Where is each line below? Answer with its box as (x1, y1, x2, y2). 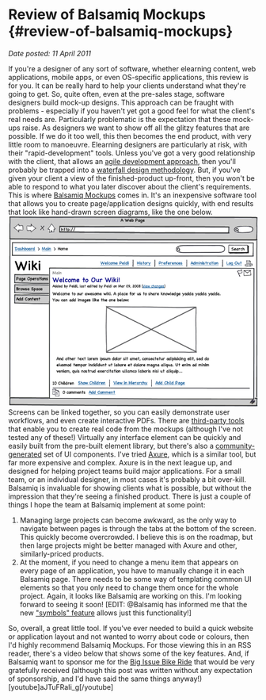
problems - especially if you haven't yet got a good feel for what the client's (8, 105, 256, 116)
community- (215, 441, 256, 450)
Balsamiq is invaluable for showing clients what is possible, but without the (8, 483, 252, 492)
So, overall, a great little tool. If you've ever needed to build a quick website (8, 623, 253, 633)
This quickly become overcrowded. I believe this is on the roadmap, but (19, 532, 253, 541)
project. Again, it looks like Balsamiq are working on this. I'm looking (19, 591, 242, 600)
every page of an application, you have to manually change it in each (19, 565, 245, 576)
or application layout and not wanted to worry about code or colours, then (8, 632, 249, 641)
